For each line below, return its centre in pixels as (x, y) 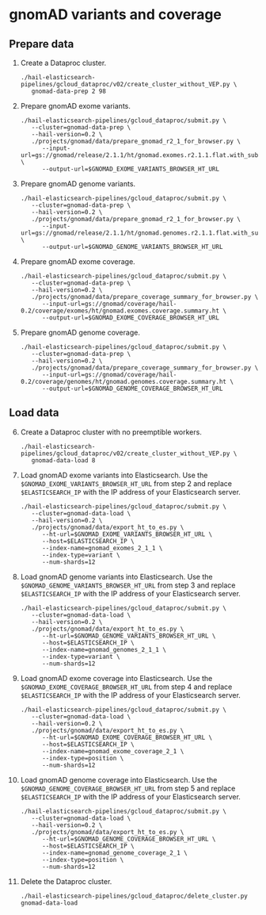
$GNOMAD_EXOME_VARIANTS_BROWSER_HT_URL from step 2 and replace (126, 483)
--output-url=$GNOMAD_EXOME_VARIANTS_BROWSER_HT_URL (131, 169)
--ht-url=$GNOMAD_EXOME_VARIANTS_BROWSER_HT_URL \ (127, 534)
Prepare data (42, 44)
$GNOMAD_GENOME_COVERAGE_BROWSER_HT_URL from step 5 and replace (128, 788)
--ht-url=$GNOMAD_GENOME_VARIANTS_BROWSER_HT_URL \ (129, 636)
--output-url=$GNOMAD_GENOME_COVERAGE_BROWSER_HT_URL (132, 389)
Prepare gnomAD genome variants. (78, 184)
